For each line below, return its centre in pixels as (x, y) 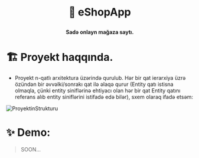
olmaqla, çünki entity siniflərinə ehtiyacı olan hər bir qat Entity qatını (97, 91)
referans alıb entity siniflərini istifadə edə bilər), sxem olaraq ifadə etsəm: (104, 97)
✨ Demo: (28, 133)
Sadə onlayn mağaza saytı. (100, 32)
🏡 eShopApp (100, 12)
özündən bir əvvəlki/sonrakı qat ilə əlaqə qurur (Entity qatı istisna (94, 84)
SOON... (31, 150)
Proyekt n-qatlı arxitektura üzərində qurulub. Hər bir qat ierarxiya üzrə (100, 78)
